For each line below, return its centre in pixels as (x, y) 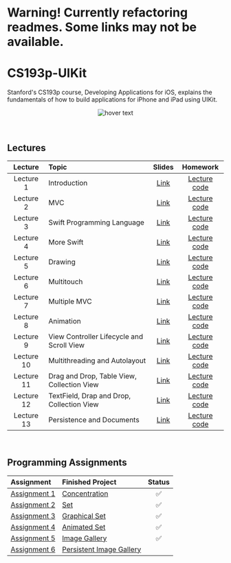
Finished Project (89, 482)
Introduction (68, 183)
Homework (200, 167)
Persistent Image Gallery (101, 549)
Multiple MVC (70, 301)
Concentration (85, 494)
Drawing (62, 262)
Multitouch (65, 281)
